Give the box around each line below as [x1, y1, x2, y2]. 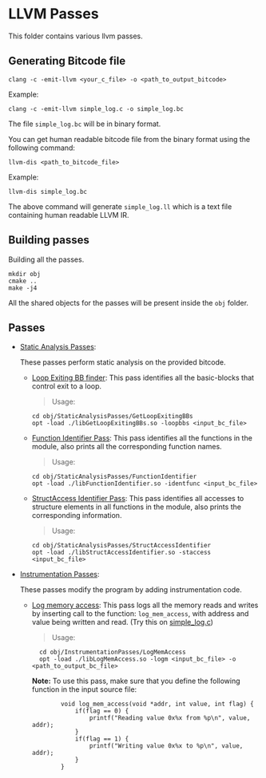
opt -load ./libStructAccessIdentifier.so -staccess [31, 548, 212, 557]
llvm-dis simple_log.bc [8, 188, 88, 195]
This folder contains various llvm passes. [8, 31, 144, 41]
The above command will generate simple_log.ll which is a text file [8, 201, 232, 211]
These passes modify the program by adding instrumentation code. [19, 585, 242, 594]
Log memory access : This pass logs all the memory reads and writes [31, 600, 259, 610]
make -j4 [8, 284, 38, 292]
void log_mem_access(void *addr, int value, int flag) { [60, 700, 254, 709]
